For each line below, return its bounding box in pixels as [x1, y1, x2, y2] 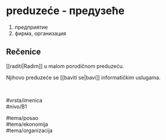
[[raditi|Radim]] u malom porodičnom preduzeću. [6, 62, 124, 69]
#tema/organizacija [6, 126, 53, 134]
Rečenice [6, 47, 41, 57]
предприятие [14, 24, 48, 31]
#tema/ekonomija [6, 121, 49, 128]
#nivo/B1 [6, 103, 28, 110]
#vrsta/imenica [6, 96, 43, 104]
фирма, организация [14, 29, 66, 36]
